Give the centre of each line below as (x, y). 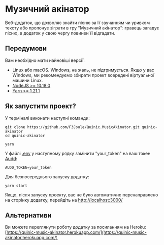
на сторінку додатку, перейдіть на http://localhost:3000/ (64, 200)
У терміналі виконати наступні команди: (48, 118)
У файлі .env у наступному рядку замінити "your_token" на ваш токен (78, 153)
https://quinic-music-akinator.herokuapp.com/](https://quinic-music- (77, 232)
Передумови (26, 48)
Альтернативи (28, 215)
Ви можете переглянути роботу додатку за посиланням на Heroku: (76, 227)
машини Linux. (28, 80)
